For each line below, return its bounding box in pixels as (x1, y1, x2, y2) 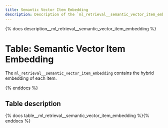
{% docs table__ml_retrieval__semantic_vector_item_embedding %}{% (5, 113, 150, 119)
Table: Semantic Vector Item (5, 43, 126, 54)
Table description (5, 99, 61, 108)
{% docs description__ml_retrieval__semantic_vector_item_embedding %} (5, 25, 156, 31)
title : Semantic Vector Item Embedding (5, 7, 88, 12)
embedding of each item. (5, 75, 57, 81)
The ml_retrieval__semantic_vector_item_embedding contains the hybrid (5, 70, 154, 76)
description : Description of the (5, 12, 75, 17)
